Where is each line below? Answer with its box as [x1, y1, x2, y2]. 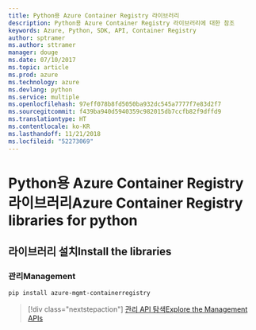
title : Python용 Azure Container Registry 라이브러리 [8, 11, 180, 20]
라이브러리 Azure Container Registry [8, 194, 243, 212]
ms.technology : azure [8, 78, 80, 86]
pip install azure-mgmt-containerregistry [8, 289, 151, 297]
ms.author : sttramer [8, 41, 77, 49]
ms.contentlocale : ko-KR [8, 122, 90, 130]
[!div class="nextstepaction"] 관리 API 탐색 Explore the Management [27, 305, 248, 314]
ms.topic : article [8, 64, 69, 72]
